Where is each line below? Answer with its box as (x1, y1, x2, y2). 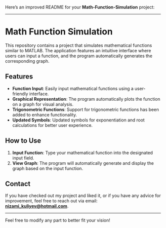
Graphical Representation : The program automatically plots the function (12, 96, 161, 102)
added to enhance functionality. (12, 112, 78, 117)
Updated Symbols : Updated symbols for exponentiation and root (12, 117, 145, 123)
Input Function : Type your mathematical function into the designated (12, 150, 153, 155)
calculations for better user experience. (12, 122, 93, 128)
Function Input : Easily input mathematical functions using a (12, 85, 134, 91)
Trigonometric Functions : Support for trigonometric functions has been (12, 106, 159, 113)
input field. (12, 155, 35, 161)
